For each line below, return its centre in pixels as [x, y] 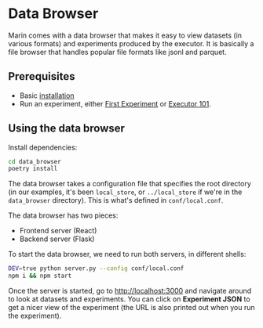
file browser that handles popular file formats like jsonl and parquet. [117, 52]
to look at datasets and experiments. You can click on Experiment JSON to [129, 299]
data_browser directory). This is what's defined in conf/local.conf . [116, 200]
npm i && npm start [40, 276]
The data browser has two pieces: [63, 215]
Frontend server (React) [58, 231]
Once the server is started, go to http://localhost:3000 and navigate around [130, 291]
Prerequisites [42, 76]
